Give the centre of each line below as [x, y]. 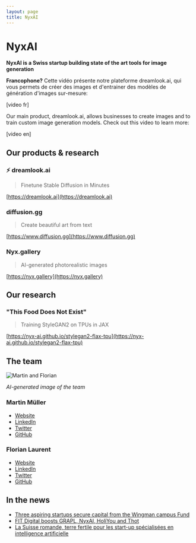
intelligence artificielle [42, 533]
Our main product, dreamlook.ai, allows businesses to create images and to [98, 116]
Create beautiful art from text [56, 225]
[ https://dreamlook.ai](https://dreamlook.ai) [59, 197]
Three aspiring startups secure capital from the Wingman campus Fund [102, 515]
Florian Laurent [29, 450]
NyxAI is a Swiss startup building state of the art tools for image [87, 63]
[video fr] [18, 105]
